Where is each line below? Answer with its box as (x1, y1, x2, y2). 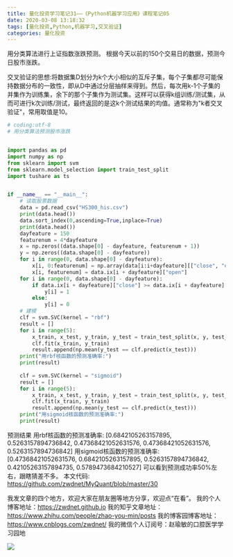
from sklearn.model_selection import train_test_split (7, 166, 169, 173)
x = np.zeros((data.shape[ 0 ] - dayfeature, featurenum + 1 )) (19, 243, 200, 250)
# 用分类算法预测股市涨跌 (7, 128, 71, 136)
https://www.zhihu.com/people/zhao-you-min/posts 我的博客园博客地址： (7, 511, 218, 519)
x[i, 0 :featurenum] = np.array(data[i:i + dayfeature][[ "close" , (32, 262, 218, 269)
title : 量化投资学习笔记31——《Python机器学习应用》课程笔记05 (7, 10, 170, 17)
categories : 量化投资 (7, 29, 66, 37)
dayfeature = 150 (19, 230, 70, 237)
